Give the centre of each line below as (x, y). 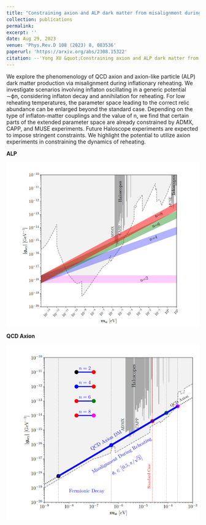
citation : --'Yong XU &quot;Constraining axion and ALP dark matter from (103, 58)
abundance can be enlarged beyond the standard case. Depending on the (100, 109)
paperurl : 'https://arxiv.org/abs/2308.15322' (67, 52)
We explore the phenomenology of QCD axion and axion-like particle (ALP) (101, 76)
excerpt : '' (21, 33)
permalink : (20, 26)
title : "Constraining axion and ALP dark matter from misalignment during (104, 13)
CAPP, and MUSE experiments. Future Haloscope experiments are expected (102, 128)
